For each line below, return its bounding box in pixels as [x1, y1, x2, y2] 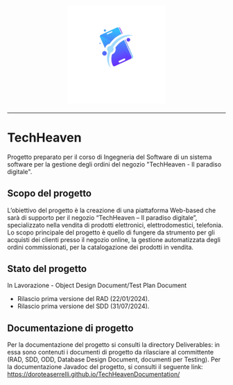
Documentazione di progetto [7, 322, 134, 334]
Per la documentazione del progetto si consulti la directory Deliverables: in [7, 341, 221, 349]
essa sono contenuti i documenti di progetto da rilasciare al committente [7, 348, 214, 357]
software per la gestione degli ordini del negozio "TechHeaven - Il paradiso [7, 160, 222, 169]
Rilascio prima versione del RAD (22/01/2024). [17, 295, 150, 303]
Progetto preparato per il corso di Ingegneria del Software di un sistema [7, 153, 212, 161]
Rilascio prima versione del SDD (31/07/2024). [17, 302, 150, 311]
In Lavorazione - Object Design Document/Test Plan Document [7, 281, 187, 290]
